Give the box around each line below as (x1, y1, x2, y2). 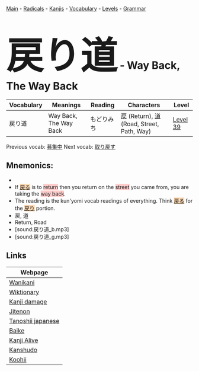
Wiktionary (9, 287, 40, 296)
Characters (127, 101, 161, 109)
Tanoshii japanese (9, 316, 60, 325)
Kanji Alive (9, 336, 38, 344)
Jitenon (9, 307, 30, 315)
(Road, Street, (120, 120, 159, 128)
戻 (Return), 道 (120, 112, 161, 120)
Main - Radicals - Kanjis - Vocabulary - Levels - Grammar (6, 5, 146, 12)
